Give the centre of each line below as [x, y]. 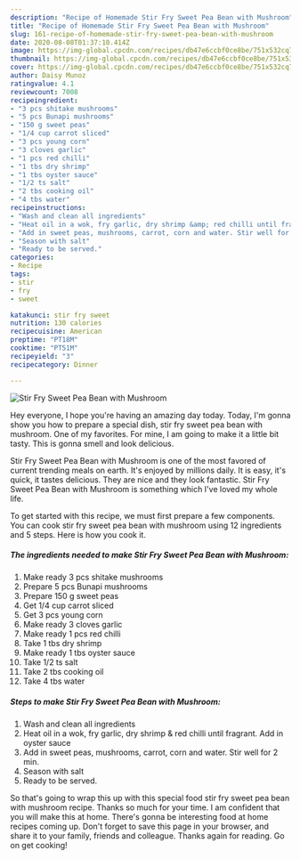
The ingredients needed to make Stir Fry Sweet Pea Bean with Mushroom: [150, 555]
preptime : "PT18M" [44, 340]
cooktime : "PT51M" [44, 348]
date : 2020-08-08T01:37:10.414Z [70, 42]
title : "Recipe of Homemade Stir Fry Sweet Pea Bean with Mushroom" [140, 26]
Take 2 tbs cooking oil [63, 672]
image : [22, 51]
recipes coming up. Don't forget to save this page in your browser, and [140, 827]
